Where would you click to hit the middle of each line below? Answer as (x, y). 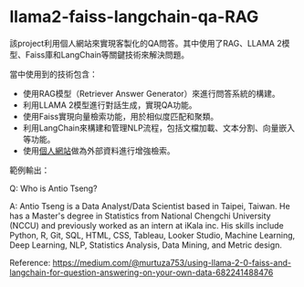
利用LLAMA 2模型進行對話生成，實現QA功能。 (110, 105)
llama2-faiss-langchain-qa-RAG (134, 17)
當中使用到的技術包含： (53, 74)
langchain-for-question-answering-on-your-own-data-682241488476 (142, 272)
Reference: (30, 262)
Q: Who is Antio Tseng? (53, 188)
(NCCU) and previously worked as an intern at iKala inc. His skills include (147, 225)
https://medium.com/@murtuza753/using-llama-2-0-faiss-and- (172, 262)
